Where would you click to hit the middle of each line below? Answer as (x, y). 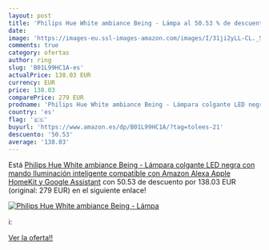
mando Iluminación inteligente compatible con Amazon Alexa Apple (119, 173)
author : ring (30, 61)
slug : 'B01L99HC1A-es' (46, 68)
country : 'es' (32, 113)
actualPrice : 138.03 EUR (50, 75)
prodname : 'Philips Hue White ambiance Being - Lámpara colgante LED (127, 105)
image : (19, 38)
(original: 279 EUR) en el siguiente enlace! (77, 190)
